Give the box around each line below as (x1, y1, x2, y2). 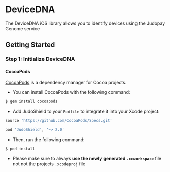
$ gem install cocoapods (5, 99, 58, 105)
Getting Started (5, 41, 55, 49)
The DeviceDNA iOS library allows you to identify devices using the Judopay (5, 20, 165, 26)
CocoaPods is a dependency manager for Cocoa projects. (5, 80, 127, 86)
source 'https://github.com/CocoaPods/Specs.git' (5, 118, 113, 123)
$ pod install (5, 146, 36, 152)
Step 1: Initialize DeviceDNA (5, 56, 75, 63)
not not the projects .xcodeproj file (12, 161, 86, 167)
